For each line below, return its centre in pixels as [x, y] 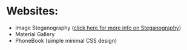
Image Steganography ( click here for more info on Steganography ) [98, 28]
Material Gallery [35, 34]
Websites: [32, 11]
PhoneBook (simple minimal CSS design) [66, 40]
